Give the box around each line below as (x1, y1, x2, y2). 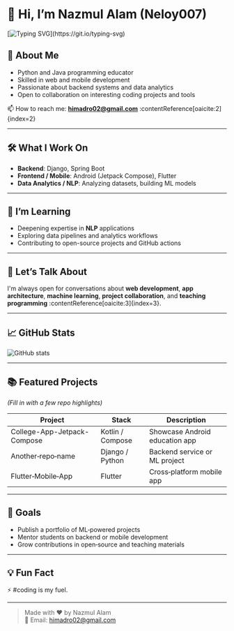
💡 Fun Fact (7, 567, 54, 579)
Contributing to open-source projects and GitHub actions (17, 239, 181, 247)
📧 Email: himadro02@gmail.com (24, 616, 116, 624)
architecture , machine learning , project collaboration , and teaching (7, 292, 206, 300)
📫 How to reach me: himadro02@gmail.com (7, 104, 138, 112)
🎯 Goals (7, 507, 42, 519)
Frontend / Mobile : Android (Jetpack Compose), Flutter (17, 171, 177, 180)
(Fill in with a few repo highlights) (7, 398, 103, 407)
